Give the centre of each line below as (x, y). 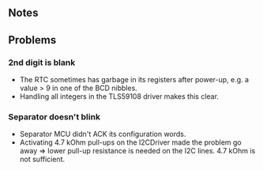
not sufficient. (42, 159)
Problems (32, 40)
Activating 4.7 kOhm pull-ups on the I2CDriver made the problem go (131, 142)
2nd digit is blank (42, 62)
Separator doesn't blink (54, 117)
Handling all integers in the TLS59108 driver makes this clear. (119, 96)
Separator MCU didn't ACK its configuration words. (103, 134)
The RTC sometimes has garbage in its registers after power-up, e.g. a (134, 80)
